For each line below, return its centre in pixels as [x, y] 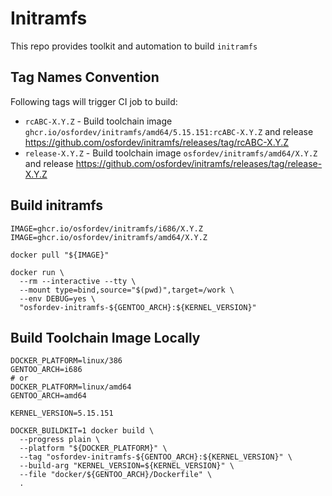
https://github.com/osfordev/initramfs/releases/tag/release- [199, 163]
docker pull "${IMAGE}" [60, 255]
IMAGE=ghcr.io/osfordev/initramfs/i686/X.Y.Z [106, 228]
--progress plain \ [60, 440]
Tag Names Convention [85, 77]
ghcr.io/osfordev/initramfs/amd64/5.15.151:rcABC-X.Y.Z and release [169, 131]
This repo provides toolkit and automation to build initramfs [134, 46]
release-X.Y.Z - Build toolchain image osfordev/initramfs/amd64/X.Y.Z [171, 153]
